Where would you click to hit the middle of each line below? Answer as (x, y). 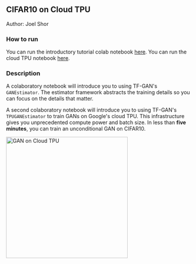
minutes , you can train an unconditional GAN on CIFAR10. (76, 129)
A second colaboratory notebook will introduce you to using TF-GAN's (92, 110)
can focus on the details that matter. (50, 99)
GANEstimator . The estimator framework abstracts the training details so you (98, 92)
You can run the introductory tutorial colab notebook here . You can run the (97, 52)
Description (23, 73)
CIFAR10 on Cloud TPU (48, 10)
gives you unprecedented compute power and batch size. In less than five (96, 122)
